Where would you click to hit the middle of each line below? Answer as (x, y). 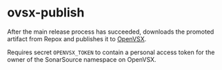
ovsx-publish (46, 13)
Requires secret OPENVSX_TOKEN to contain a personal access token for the (111, 52)
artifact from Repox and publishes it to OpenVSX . (77, 38)
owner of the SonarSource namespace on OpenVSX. (82, 59)
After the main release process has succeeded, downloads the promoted (111, 32)
